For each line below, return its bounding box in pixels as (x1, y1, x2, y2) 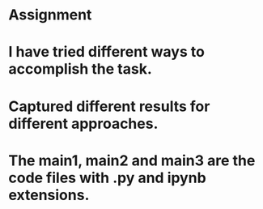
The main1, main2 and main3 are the (8, 151, 256, 169)
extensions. (8, 186, 90, 204)
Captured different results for (8, 97, 210, 115)
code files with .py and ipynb (8, 168, 206, 187)
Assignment (8, 6, 92, 24)
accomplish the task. (8, 60, 152, 79)
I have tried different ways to (8, 43, 205, 62)
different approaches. (8, 114, 159, 133)
